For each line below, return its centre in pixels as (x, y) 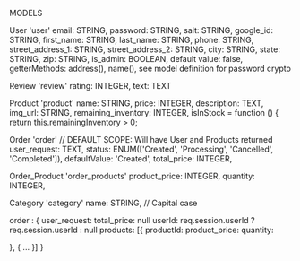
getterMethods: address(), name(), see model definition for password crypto (150, 68)
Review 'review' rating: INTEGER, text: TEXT (90, 86)
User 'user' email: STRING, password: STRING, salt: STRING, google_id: (141, 30)
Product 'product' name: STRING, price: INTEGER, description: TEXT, (137, 103)
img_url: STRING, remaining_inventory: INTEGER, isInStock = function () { (144, 113)
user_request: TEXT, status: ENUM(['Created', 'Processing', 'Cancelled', (141, 149)
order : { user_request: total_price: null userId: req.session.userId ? (132, 220)
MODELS (26, 13)
